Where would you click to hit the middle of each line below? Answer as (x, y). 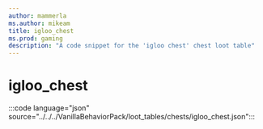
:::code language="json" (49, 108)
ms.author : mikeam (39, 23)
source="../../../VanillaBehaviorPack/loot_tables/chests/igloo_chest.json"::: (132, 117)
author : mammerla (38, 16)
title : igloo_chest (41, 31)
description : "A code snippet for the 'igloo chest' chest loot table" (131, 46)
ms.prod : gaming (36, 38)
